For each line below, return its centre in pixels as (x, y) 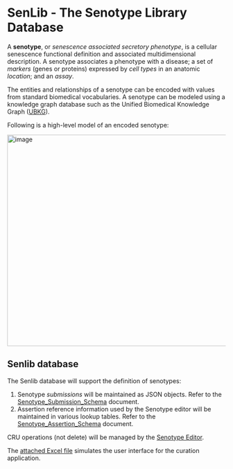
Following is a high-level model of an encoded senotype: (88, 125)
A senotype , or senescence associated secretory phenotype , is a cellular (112, 46)
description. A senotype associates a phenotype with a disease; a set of (110, 61)
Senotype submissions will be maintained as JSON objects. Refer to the (119, 394)
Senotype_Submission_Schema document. (78, 401)
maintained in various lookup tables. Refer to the (86, 416)
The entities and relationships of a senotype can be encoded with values (111, 89)
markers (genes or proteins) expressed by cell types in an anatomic (104, 69)
